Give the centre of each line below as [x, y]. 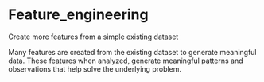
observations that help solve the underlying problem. [95, 68]
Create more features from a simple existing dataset [93, 37]
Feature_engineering [78, 15]
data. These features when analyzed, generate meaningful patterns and [126, 61]
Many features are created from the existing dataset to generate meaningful [132, 52]
